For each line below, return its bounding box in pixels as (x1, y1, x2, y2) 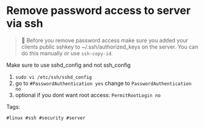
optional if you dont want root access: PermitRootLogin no (15, 91, 161, 98)
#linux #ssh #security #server (6, 115, 86, 121)
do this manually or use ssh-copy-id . (21, 49, 113, 57)
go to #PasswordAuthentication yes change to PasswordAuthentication (15, 80, 192, 87)
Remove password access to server (6, 4, 191, 18)
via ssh (6, 16, 44, 30)
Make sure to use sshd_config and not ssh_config (6, 61, 131, 69)
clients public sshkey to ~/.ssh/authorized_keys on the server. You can (21, 43, 199, 50)
